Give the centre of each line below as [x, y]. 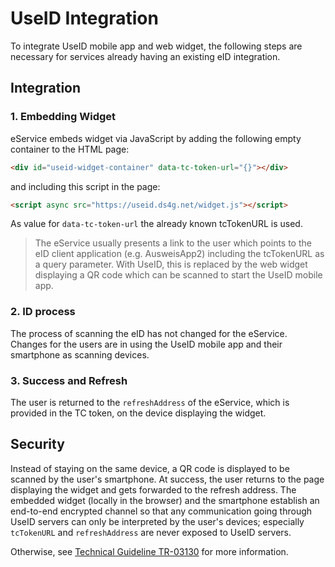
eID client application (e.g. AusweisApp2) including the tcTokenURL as [179, 254]
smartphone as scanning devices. [80, 354]
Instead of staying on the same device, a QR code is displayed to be [150, 468]
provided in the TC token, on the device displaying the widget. [138, 413]
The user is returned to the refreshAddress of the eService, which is [150, 402]
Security [37, 444]
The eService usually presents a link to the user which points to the [173, 243]
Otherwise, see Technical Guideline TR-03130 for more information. [149, 551]
